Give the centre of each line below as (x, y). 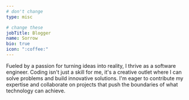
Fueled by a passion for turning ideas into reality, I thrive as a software (91, 65)
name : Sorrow (22, 39)
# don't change (25, 11)
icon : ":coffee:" (27, 49)
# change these (25, 27)
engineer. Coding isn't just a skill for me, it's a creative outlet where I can (94, 72)
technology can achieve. (36, 91)
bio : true (18, 44)
